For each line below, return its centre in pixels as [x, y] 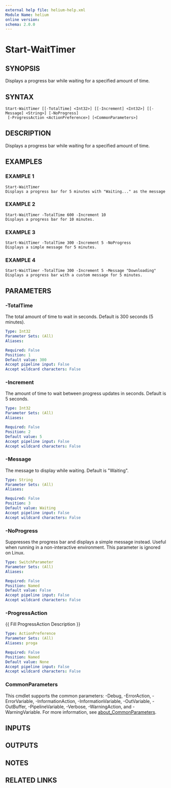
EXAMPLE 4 [20, 260]
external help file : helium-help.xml [45, 10]
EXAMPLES [24, 162]
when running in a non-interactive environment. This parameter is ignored [83, 547]
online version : [22, 19]
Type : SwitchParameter [29, 562]
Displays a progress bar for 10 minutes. [50, 219]
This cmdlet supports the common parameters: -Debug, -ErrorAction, [78, 696]
